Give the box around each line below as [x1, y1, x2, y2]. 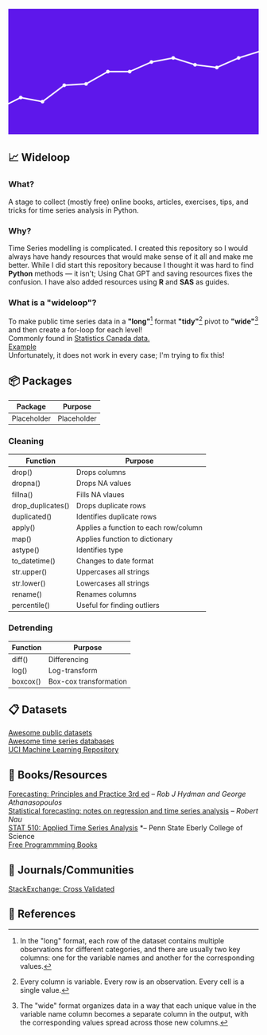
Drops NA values [76, 479, 132, 488]
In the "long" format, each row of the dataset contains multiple [19, 935, 225, 945]
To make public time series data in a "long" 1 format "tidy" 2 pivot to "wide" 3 [8, 316, 259, 326]
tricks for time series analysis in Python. [8, 205, 139, 215]
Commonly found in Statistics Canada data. [8, 333, 150, 343]
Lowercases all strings [76, 578, 149, 588]
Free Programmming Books [8, 840, 98, 849]
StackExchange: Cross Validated [8, 884, 115, 894]
